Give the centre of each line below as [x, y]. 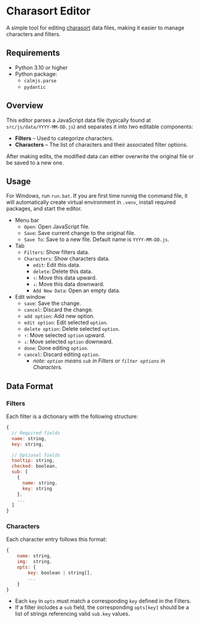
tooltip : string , [33, 461]
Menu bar [27, 220]
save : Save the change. [52, 303]
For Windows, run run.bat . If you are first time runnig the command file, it [97, 196]
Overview [25, 106]
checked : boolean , [35, 466]
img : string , [35, 562]
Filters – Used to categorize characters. [64, 138]
